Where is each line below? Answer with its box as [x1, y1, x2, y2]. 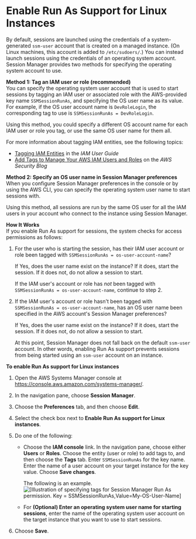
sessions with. [6, 192, 41, 199]
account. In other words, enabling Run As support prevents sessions [14, 345, 180, 352]
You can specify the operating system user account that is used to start [6, 84, 178, 91]
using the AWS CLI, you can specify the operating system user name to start [6, 186, 190, 193]
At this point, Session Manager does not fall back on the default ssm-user [14, 339, 191, 346]
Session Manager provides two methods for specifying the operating [6, 60, 172, 68]
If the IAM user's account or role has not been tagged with [14, 280, 156, 287]
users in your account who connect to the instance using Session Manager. [6, 210, 188, 217]
